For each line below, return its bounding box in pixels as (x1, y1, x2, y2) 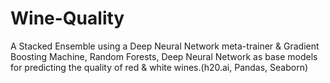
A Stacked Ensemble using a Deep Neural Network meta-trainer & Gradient (10, 40, 320, 52)
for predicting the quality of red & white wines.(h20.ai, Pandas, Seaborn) (10, 61, 309, 73)
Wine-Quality (10, 7, 125, 30)
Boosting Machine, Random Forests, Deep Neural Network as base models (10, 50, 318, 62)
